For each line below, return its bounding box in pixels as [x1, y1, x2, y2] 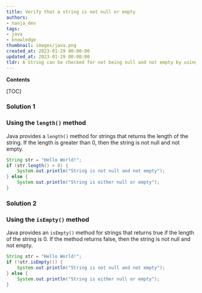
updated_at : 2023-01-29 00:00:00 [6, 54, 90, 60]
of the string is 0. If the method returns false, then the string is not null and [6, 236, 191, 243]
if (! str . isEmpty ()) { [6, 259, 63, 265]
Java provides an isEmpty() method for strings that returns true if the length [6, 229, 194, 236]
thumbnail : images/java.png [6, 43, 77, 49]
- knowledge [6, 37, 36, 43]
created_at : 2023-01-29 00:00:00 [6, 48, 90, 54]
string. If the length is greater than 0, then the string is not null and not [6, 139, 180, 146]
